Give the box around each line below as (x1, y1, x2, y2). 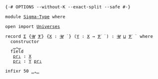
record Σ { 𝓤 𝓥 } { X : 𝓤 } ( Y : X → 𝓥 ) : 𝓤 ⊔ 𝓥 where (5, 34, 154, 39)
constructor (10, 39, 40, 44)
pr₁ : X (13, 53, 32, 59)
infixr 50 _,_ (5, 68, 40, 74)
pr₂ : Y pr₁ (13, 58, 42, 64)
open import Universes (5, 24, 60, 29)
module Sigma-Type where (5, 14, 65, 19)
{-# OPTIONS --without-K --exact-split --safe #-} (5, 4, 131, 9)
